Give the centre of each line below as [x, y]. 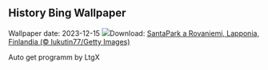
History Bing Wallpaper [67, 13]
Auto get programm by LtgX [54, 57]
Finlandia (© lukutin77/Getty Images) [69, 41]
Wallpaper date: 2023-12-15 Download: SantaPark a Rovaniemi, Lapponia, [134, 33]
